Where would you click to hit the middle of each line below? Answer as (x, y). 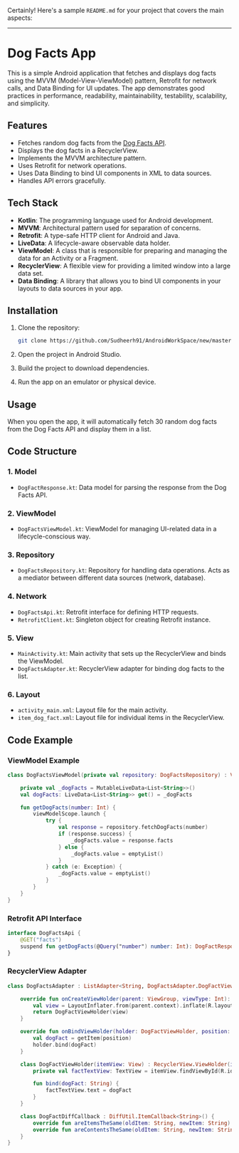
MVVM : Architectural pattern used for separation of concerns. (109, 228)
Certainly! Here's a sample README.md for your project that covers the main (116, 10)
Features (27, 126)
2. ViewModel (32, 513)
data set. (31, 273)
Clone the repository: (49, 328)
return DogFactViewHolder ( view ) (81, 1012)
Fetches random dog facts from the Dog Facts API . (92, 142)
